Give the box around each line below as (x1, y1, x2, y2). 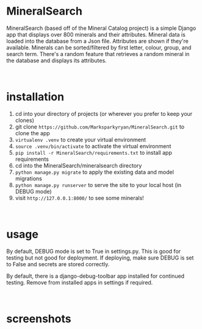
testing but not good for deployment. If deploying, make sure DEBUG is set (6, 254, 194, 261)
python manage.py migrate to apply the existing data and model (15, 168, 174, 175)
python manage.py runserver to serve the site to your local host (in (15, 181, 182, 188)
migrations (15, 175, 43, 182)
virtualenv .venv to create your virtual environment (15, 136, 146, 143)
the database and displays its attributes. (6, 57, 107, 64)
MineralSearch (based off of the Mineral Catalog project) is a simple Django (6, 24, 197, 32)
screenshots (6, 312, 71, 325)
